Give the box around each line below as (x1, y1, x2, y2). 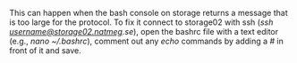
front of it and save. (9, 45, 82, 56)
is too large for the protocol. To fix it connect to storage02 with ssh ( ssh (9, 17, 274, 28)
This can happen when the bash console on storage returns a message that (9, 8, 288, 18)
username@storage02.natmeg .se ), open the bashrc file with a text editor (9, 27, 279, 36)
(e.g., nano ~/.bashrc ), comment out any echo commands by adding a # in (9, 35, 284, 46)
